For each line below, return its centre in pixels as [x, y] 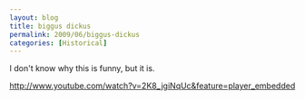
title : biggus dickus [50, 26]
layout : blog [34, 18]
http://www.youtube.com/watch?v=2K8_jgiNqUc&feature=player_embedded [152, 86]
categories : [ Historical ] [58, 43]
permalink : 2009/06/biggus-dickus [75, 34]
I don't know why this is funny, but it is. [82, 68]
